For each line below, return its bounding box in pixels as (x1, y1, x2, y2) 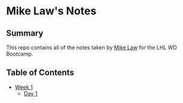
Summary (6, 28, 44, 38)
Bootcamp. (6, 50, 33, 57)
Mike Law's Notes (6, 4, 97, 18)
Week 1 (14, 83, 33, 90)
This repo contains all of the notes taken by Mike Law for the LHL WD (6, 44, 178, 51)
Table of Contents (6, 68, 75, 78)
